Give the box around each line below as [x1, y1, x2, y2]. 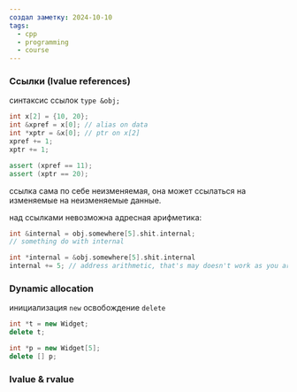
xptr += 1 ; [9, 145, 49, 154]
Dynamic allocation [9, 282, 95, 295]
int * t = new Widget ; [9, 319, 89, 328]
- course [17, 46, 49, 55]
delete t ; [9, 328, 46, 337]
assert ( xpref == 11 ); [9, 161, 93, 170]
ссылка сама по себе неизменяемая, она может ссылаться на [9, 185, 247, 196]
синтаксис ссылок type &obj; [9, 95, 121, 106]
